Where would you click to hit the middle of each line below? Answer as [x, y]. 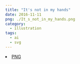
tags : [11, 33]
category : [16, 24]
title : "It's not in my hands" [38, 10]
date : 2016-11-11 [23, 14]
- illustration [26, 28]
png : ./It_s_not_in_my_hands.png [40, 19]
